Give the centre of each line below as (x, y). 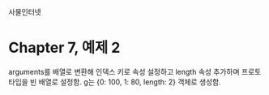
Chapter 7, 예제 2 (64, 48)
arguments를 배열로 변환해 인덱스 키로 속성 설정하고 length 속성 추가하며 (124, 71)
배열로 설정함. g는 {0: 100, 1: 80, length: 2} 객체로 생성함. (130, 82)
